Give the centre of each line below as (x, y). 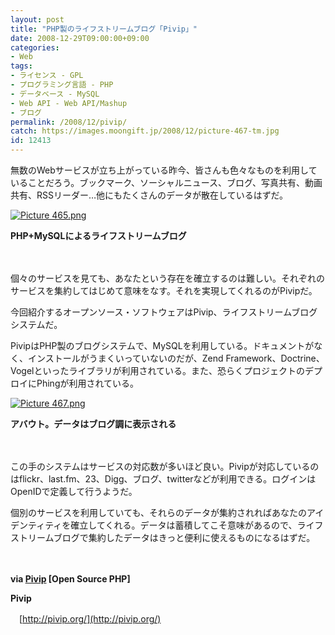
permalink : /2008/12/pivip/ (69, 122)
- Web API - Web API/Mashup (69, 103)
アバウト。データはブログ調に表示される (93, 424)
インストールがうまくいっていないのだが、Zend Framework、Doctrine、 (176, 358)
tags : (21, 66)
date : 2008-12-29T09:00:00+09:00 (80, 38)
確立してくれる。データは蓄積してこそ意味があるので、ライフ (197, 525)
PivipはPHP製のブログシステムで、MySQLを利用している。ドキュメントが (162, 345)
